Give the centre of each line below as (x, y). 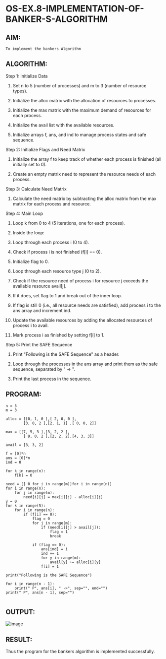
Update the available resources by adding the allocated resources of (83, 320)
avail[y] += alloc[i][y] (75, 562)
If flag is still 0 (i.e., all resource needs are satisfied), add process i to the (87, 305)
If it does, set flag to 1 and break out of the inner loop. (67, 295)
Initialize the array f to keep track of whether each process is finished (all (87, 159)
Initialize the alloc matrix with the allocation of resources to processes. (84, 100)
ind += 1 (50, 553)
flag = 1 (59, 531)
